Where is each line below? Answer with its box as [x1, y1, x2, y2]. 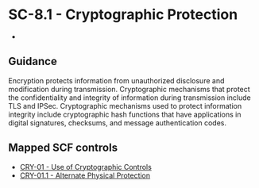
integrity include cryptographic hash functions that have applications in [8, 109, 242, 119]
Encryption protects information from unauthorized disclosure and [8, 75, 225, 85]
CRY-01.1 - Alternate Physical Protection [19, 171, 151, 180]
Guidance [8, 55, 57, 68]
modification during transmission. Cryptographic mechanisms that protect [8, 84, 250, 94]
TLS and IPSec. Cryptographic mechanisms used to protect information [8, 101, 242, 110]
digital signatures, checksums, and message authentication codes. [8, 117, 227, 128]
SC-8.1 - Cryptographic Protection [8, 6, 238, 24]
